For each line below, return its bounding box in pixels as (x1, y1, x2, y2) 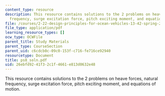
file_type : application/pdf (5, 26, 63, 31)
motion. (5, 86, 21, 92)
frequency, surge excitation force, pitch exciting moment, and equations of (5, 81, 156, 87)
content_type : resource (5, 7, 54, 12)
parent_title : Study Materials (5, 39, 69, 44)
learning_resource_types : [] (5, 30, 65, 35)
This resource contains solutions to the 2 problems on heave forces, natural (5, 76, 158, 82)
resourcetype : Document (5, 53, 54, 58)
